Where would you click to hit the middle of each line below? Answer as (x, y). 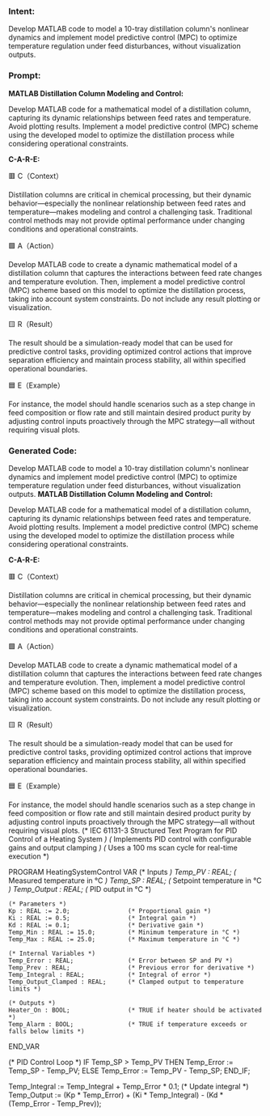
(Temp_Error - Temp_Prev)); (55, 1103)
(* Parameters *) (38, 904)
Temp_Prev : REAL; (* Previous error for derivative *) (131, 967)
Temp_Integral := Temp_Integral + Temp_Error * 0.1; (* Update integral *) (129, 1086)
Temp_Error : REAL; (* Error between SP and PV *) (120, 961)
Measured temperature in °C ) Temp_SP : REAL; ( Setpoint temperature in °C (135, 880)
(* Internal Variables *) (52, 953)
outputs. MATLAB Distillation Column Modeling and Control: (111, 494)
